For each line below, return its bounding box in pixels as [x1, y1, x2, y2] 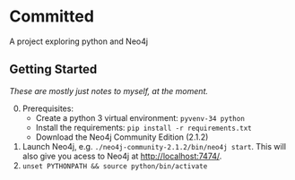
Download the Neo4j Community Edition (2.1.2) [35, 132, 209, 142]
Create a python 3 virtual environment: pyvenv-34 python [35, 112, 245, 123]
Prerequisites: [22, 103, 74, 114]
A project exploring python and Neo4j [9, 36, 149, 47]
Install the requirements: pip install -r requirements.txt [35, 122, 253, 133]
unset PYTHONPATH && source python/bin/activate [22, 161, 208, 171]
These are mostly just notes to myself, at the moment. [9, 85, 209, 96]
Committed [9, 6, 94, 27]
